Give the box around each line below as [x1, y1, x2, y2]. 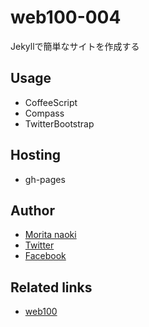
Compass [24, 107, 65, 119]
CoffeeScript [24, 96, 78, 108]
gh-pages [24, 173, 66, 185]
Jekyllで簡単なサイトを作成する [10, 40, 140, 52]
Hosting [10, 147, 62, 164]
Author [10, 202, 55, 219]
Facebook [24, 250, 67, 262]
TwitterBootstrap [24, 117, 95, 130]
